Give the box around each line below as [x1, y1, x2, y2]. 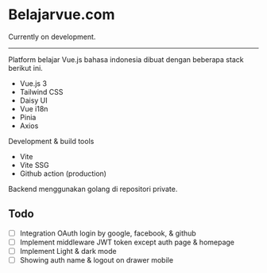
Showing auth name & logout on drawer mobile [19, 255, 173, 264]
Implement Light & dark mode [19, 246, 117, 255]
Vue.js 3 [19, 78, 48, 88]
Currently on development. [8, 32, 96, 41]
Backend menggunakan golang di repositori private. [8, 184, 178, 193]
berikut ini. [8, 63, 44, 72]
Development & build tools [8, 136, 95, 146]
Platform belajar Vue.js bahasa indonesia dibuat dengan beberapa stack [8, 54, 244, 64]
